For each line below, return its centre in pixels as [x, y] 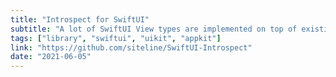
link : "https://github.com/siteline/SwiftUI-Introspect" [131, 47]
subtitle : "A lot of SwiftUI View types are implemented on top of [154, 29]
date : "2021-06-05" [51, 57]
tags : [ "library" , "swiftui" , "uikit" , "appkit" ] [116, 38]
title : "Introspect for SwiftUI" [80, 19]
